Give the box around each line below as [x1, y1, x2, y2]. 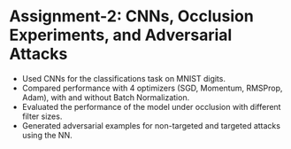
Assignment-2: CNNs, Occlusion [9, 6, 254, 27]
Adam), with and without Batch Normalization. [21, 91, 190, 103]
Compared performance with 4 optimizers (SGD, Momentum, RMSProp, [21, 82, 283, 93]
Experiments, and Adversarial [9, 25, 233, 45]
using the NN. [21, 129, 73, 140]
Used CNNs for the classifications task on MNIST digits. [21, 73, 226, 83]
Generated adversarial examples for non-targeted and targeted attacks [21, 120, 281, 130]
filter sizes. [21, 111, 63, 122]
